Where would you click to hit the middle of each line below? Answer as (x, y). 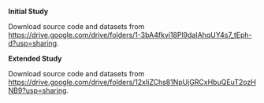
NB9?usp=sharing (37, 90)
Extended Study (35, 59)
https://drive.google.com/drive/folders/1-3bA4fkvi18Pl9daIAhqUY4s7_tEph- (130, 35)
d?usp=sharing (33, 43)
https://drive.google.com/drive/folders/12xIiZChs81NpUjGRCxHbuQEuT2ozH (132, 82)
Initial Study (28, 11)
